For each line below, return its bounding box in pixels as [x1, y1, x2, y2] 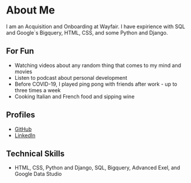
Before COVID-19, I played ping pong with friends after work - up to [14, 80, 178, 87]
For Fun [6, 46, 34, 56]
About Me [6, 4, 55, 17]
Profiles [6, 110, 35, 120]
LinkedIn [14, 131, 36, 138]
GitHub [14, 126, 32, 133]
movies [14, 68, 32, 75]
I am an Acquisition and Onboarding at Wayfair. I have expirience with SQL [6, 23, 186, 30]
